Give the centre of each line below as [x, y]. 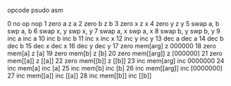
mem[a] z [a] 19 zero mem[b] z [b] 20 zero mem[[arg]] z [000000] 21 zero [115, 53]
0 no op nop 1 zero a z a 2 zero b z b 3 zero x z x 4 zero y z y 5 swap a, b [113, 23]
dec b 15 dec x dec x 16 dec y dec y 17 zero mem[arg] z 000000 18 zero [112, 46]
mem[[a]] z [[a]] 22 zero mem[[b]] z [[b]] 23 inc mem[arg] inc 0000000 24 [116, 61]
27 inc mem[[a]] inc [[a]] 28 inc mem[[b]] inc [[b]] [80, 76]
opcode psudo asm [35, 10]
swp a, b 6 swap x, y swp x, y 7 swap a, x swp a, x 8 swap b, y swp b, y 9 [114, 31]
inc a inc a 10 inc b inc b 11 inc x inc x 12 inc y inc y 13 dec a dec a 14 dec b [115, 38]
